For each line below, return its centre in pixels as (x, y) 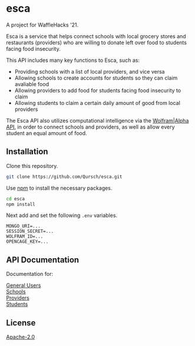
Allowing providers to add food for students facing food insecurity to (98, 90)
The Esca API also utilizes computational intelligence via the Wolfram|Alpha (97, 120)
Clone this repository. (32, 166)
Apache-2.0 (21, 337)
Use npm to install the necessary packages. (59, 188)
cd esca (16, 199)
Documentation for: (30, 274)
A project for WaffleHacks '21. (42, 25)
